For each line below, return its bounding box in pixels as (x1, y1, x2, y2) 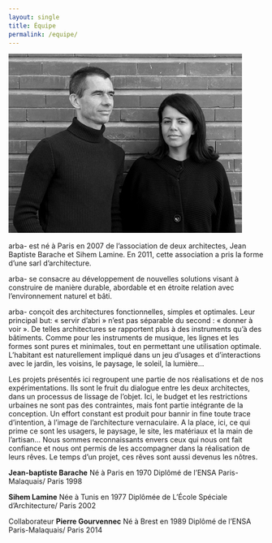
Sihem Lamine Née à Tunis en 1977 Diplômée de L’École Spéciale (8, 492, 228, 502)
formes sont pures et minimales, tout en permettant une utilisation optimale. (8, 342, 262, 351)
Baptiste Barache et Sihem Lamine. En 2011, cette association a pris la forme (8, 250, 264, 260)
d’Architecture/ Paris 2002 (8, 501, 96, 511)
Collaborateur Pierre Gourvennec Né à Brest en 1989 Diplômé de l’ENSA (8, 516, 252, 527)
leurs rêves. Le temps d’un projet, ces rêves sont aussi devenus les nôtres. (8, 452, 258, 462)
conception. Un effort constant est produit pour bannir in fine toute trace (8, 409, 252, 419)
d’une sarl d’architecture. (8, 258, 92, 268)
